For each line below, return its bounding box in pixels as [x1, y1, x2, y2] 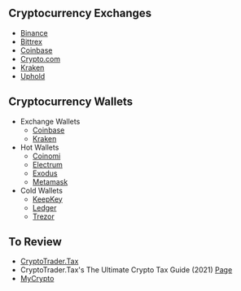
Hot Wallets [20, 142, 59, 152]
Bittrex [20, 37, 43, 46]
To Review [8, 235, 63, 249]
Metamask [32, 176, 68, 186]
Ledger [32, 202, 57, 212]
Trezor [32, 211, 55, 221]
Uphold [20, 71, 46, 80]
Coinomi [32, 150, 61, 161]
